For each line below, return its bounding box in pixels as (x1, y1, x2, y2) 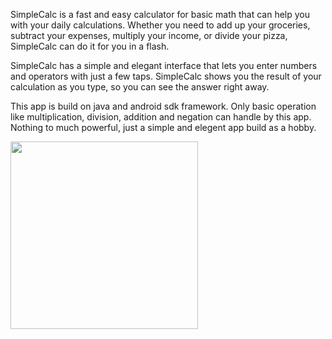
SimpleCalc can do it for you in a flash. (10, 40, 170, 52)
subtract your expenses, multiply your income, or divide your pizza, (10, 30, 288, 41)
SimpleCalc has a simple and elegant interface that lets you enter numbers (10, 60, 318, 71)
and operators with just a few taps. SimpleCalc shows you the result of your (10, 70, 322, 82)
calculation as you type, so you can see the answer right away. (10, 81, 270, 93)
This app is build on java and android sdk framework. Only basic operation (10, 100, 317, 112)
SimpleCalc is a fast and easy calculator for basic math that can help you (10, 9, 311, 20)
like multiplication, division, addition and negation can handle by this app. (10, 111, 312, 123)
